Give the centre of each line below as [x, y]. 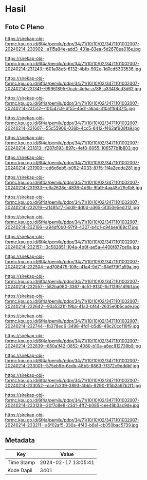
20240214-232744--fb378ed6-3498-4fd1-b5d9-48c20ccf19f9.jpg [72, 326]
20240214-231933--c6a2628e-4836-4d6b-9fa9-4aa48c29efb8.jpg [74, 188]
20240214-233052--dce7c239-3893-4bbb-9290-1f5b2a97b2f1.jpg [73, 385]
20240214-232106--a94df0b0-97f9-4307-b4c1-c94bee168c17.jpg [72, 227]
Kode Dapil [20, 470]
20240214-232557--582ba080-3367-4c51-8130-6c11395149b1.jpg [72, 287]
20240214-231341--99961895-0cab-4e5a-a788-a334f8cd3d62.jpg [73, 88]
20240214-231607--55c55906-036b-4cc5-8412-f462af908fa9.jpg [73, 128]
